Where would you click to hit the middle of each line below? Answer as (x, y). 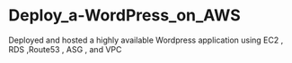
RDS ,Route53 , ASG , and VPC (65, 49)
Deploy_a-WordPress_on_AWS (124, 16)
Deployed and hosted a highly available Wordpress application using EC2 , (146, 40)
